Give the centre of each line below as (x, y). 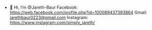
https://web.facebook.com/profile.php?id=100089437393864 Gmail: (78, 12)
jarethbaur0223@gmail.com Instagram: (49, 17)
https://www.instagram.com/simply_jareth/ (52, 22)
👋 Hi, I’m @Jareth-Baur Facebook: (44, 7)
